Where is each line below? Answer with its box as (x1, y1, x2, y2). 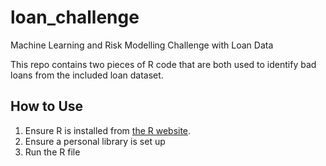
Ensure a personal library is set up (24, 135, 166, 147)
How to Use (10, 98, 84, 115)
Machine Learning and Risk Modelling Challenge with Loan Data (10, 39, 274, 51)
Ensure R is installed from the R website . (24, 124, 192, 136)
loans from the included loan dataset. (10, 69, 164, 81)
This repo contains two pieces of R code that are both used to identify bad (10, 58, 317, 70)
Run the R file (24, 146, 81, 158)
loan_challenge (10, 6, 140, 29)
